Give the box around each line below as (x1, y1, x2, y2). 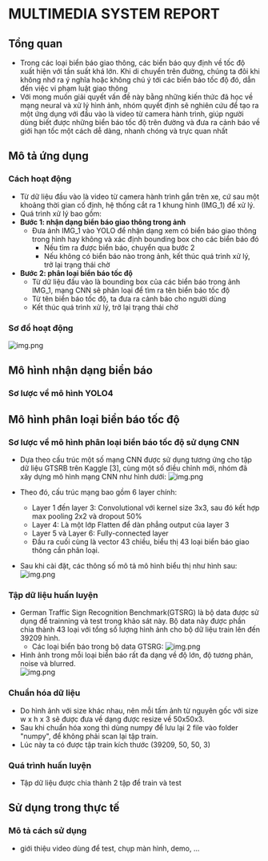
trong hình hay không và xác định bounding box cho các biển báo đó (31, 234, 259, 244)
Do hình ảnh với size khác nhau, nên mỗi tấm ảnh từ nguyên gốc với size (19, 705, 258, 715)
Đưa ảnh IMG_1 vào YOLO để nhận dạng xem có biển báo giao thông (31, 225, 258, 235)
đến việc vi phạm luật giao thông (19, 83, 128, 93)
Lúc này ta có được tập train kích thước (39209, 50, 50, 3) (19, 739, 210, 750)
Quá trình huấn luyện (8, 759, 92, 770)
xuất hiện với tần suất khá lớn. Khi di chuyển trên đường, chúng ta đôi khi (19, 67, 260, 76)
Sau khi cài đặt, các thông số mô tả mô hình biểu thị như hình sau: (19, 560, 238, 570)
